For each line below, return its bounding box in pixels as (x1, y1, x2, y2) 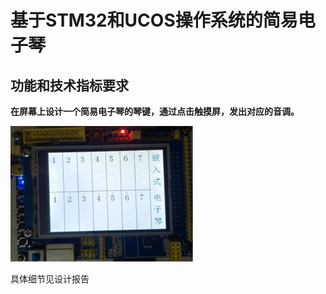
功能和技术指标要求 (10, 77, 129, 94)
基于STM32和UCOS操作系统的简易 (10, 9, 298, 32)
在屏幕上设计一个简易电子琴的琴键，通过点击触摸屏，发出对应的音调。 (10, 106, 300, 117)
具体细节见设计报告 (10, 273, 90, 285)
